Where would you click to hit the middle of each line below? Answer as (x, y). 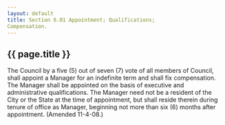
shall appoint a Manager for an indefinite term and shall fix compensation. (111, 78)
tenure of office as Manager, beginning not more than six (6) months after (111, 107)
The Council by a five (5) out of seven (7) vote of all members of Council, (111, 71)
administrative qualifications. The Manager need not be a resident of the (109, 93)
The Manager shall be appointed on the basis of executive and (96, 85)
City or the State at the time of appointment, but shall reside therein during (112, 100)
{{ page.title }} (39, 54)
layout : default (30, 13)
